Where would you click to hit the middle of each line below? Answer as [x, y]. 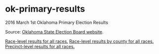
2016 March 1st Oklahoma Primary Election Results [57, 22]
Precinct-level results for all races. [40, 46]
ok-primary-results [45, 9]
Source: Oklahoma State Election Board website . [54, 32]
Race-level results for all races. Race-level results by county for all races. [79, 41]
